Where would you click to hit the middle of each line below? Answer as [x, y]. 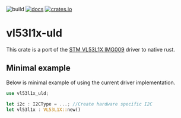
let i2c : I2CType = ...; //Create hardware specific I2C [79, 104]
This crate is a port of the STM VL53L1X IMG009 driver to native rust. [90, 49]
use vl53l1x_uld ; [28, 93]
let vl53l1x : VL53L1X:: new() [44, 110]
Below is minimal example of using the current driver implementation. [91, 82]
